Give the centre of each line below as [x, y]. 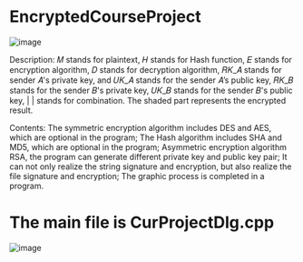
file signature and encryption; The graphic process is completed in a [137, 176]
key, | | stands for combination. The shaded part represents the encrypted [148, 100]
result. [21, 110]
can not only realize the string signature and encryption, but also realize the [151, 166]
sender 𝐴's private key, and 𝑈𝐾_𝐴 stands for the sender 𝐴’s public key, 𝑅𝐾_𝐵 [151, 80]
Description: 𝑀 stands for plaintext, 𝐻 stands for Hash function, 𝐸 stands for [151, 59]
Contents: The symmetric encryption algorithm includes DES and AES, [141, 127]
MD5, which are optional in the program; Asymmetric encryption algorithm [148, 146]
